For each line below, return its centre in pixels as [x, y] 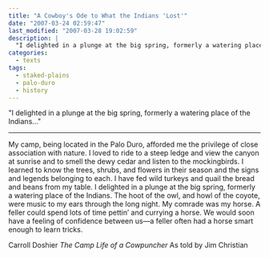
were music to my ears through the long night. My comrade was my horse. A [134, 204]
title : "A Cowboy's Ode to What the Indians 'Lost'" [98, 16]
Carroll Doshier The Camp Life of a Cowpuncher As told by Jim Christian [128, 245]
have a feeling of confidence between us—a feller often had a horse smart [131, 221]
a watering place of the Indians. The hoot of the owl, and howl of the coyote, [134, 196]
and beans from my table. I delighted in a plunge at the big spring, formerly [132, 187]
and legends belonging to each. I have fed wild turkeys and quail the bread [131, 179]
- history [32, 90]
